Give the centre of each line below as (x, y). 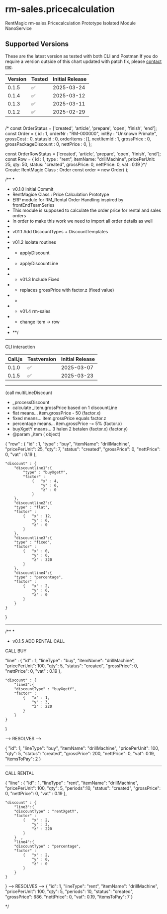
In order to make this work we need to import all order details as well (83, 221)
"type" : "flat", (32, 507)
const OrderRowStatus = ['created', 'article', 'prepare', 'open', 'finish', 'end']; (83, 154)
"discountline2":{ (33, 503)
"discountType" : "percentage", (47, 847)
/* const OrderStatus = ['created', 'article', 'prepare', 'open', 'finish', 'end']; (81, 128)
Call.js (15, 359)
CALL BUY (16, 651)
